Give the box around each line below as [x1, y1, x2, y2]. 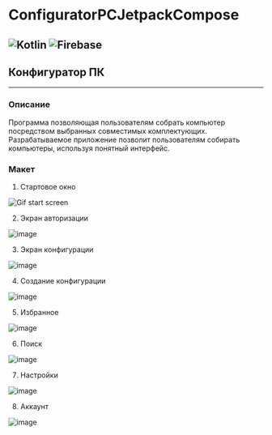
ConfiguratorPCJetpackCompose [8, 6, 240, 24]
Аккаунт [19, 401, 49, 411]
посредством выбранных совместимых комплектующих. [8, 126, 208, 135]
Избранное [19, 307, 59, 317]
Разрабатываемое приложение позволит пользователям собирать [8, 134, 240, 144]
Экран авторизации [19, 213, 89, 223]
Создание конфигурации [19, 275, 106, 285]
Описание [8, 99, 51, 110]
